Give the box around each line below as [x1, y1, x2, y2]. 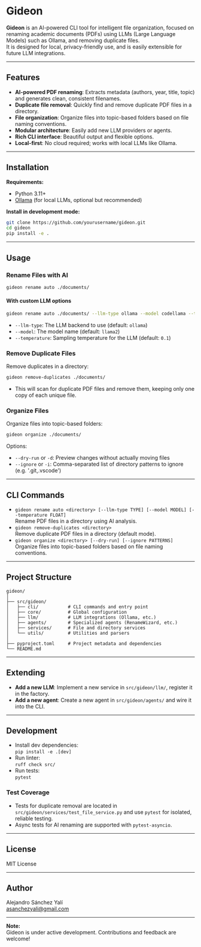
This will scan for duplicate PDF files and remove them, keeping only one [14, 385, 195, 392]
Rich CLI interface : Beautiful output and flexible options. [14, 133, 154, 140]
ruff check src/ [14, 762, 56, 768]
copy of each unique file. [14, 391, 77, 399]
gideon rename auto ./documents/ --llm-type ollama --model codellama [6, 310, 186, 316]
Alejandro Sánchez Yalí [6, 899, 63, 906]
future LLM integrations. [6, 49, 66, 56]
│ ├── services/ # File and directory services [6, 625, 146, 631]
